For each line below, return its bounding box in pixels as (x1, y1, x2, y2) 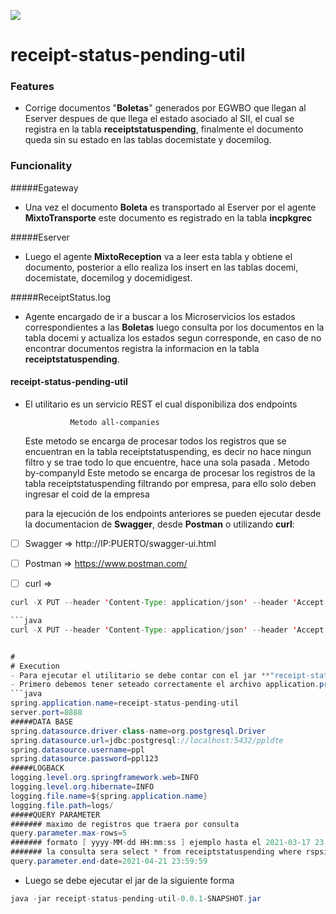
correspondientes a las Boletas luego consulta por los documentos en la (24, 321, 325, 333)
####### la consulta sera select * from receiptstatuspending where (10, 847, 302, 857)
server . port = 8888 (10, 708, 83, 718)
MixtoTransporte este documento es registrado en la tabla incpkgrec (24, 211, 313, 224)
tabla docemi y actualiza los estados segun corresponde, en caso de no (24, 331, 322, 344)
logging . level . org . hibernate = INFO (10, 782, 155, 792)
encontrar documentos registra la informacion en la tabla (24, 342, 260, 354)
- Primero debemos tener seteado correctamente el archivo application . (10, 680, 320, 690)
